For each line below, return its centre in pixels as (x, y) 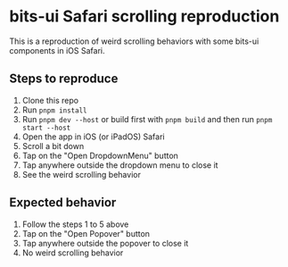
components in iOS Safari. (57, 50)
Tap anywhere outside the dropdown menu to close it (120, 165)
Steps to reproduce (64, 79)
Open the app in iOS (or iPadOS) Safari (93, 137)
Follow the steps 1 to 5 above (75, 224)
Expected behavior (63, 203)
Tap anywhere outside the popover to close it (105, 243)
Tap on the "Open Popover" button (86, 233)
